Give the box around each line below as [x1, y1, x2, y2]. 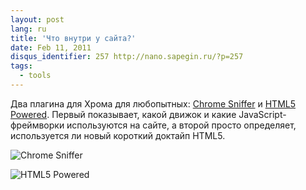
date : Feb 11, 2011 [10, 42, 92, 53]
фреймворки [10, 119, 65, 131]
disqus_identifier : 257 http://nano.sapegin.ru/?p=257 [10, 52, 244, 62]
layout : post [10, 14, 65, 25]
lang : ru [10, 24, 47, 34]
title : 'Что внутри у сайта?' [10, 33, 137, 43]
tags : [10, 61, 33, 71]
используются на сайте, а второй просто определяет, [66, 119, 297, 131]
